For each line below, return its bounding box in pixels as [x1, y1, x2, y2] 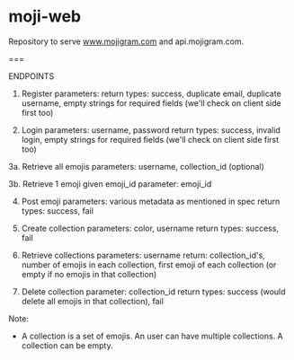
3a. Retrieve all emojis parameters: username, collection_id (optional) [8, 161, 264, 171]
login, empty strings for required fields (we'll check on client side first [21, 134, 280, 145]
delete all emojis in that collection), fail [21, 295, 164, 306]
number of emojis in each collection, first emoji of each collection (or [21, 259, 277, 270]
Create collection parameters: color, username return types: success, [21, 223, 280, 233]
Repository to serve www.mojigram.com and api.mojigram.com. [8, 36, 245, 47]
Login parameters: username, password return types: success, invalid [21, 124, 281, 136]
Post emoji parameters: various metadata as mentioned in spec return [21, 196, 281, 206]
